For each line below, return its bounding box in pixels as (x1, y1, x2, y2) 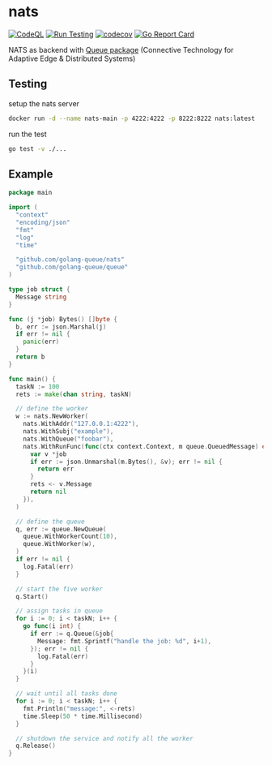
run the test (8, 129, 47, 139)
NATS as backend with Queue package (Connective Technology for (8, 45, 234, 54)
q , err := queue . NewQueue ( (15, 525, 107, 533)
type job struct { (8, 286, 70, 294)
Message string (15, 293, 67, 301)
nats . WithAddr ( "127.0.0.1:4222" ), (23, 420, 139, 428)
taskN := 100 (15, 382, 60, 391)
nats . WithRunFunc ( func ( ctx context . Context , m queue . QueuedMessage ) (23, 442, 259, 450)
